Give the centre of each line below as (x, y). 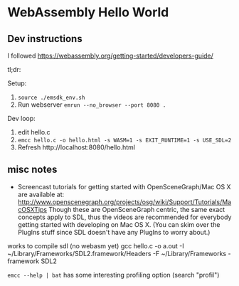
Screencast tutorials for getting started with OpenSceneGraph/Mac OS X (124, 186)
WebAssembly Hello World (88, 12)
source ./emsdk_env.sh (51, 97)
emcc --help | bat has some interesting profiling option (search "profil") (113, 275)
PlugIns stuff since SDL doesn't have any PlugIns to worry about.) (114, 232)
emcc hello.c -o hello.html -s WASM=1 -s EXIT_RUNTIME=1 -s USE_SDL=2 (124, 140)
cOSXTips (32, 209)
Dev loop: (21, 118)
